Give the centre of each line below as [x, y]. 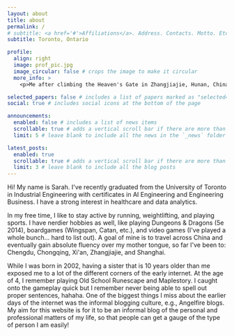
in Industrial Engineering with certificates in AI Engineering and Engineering [116, 195]
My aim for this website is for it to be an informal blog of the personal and [112, 310]
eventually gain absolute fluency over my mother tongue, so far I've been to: [117, 245]
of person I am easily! [38, 325]
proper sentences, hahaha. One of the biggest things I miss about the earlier [117, 296]
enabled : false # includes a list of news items [85, 122]
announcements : [29, 116]
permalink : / [26, 26]
